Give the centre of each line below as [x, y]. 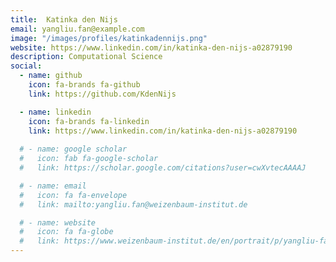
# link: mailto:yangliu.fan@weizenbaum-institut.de [133, 204]
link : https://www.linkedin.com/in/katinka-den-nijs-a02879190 [163, 131]
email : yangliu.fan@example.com [77, 29]
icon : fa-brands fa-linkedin [89, 121]
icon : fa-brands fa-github [84, 85]
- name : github [51, 76]
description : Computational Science [86, 57]
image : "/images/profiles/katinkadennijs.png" [109, 38]
